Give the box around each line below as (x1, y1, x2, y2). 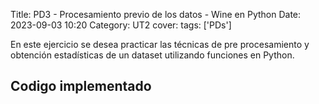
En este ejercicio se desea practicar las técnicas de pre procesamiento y (10, 39, 310, 50)
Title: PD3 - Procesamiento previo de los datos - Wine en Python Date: (10, 9, 302, 20)
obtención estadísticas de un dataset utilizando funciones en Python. (10, 49, 295, 61)
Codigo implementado (10, 78, 152, 95)
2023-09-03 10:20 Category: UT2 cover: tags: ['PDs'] (10, 19, 232, 31)
